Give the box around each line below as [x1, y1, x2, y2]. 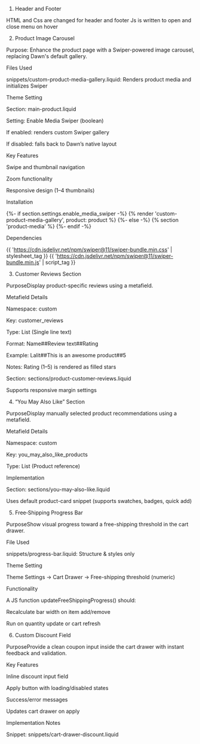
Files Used [6, 64, 33, 71]
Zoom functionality [6, 175, 53, 182]
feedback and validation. [6, 650, 67, 656]
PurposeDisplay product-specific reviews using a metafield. [6, 282, 153, 289]
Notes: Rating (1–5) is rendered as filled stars [6, 363, 116, 371]
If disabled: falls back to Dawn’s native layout [6, 140, 117, 147]
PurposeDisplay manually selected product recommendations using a [6, 410, 177, 417]
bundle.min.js [6, 259, 40, 266]
